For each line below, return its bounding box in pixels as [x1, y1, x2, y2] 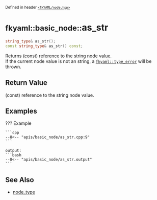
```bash [5, 152, 22, 158]
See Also [5, 175, 34, 184]
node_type [12, 189, 36, 195]
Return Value [5, 78, 47, 87]
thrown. [5, 63, 21, 70]
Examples [5, 106, 37, 115]
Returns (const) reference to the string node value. [5, 53, 112, 59]
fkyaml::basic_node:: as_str [5, 22, 109, 33]
